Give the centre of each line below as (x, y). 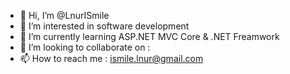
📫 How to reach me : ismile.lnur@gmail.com (111, 58)
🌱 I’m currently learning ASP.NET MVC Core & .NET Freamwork (149, 36)
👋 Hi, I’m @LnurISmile (64, 15)
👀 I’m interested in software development (104, 26)
